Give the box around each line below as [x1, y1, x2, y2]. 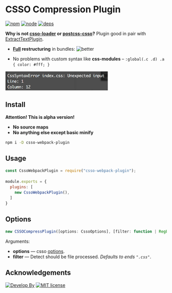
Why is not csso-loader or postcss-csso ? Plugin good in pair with [5, 30, 146, 36]
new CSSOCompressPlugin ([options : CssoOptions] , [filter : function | [5, 229, 157, 234]
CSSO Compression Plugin [5, 4, 121, 15]
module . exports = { [5, 179, 47, 184]
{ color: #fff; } [12, 62, 50, 67]
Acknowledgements [5, 268, 71, 277]
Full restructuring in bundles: [12, 46, 75, 52]
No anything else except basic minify [12, 129, 94, 135]
